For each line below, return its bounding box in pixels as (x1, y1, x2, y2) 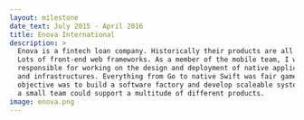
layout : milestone (9, 13, 79, 23)
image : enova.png (9, 97, 75, 106)
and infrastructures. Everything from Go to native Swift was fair (17, 72, 278, 81)
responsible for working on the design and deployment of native (17, 64, 270, 73)
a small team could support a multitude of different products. (17, 88, 265, 97)
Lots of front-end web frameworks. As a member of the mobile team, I (17, 55, 290, 64)
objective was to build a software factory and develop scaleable (17, 80, 273, 89)
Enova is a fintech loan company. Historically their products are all (17, 47, 294, 56)
